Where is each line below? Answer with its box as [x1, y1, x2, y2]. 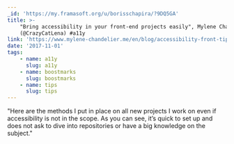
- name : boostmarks [19, 68, 77, 75]
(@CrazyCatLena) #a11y [19, 29, 86, 37]
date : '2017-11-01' [7, 42, 64, 49]
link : [7, 36, 23, 43]
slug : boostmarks [25, 74, 77, 82]
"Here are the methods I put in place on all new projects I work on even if [7, 107, 217, 115]
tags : [7, 49, 23, 56]
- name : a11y [19, 56, 58, 63]
